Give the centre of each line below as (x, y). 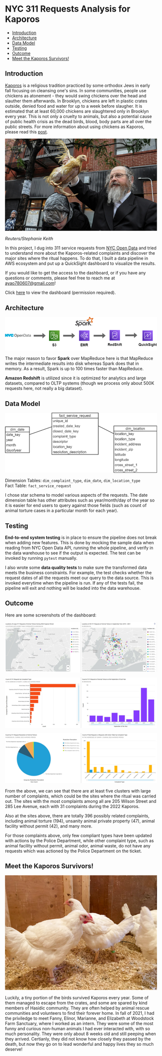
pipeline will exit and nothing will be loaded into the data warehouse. (73, 588)
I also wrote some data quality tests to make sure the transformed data (76, 568)
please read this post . (27, 131)
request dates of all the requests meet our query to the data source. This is (79, 578)
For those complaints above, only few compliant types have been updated (78, 835)
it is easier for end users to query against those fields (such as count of (76, 505)
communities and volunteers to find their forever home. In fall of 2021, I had (80, 1013)
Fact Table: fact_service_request (38, 486)
